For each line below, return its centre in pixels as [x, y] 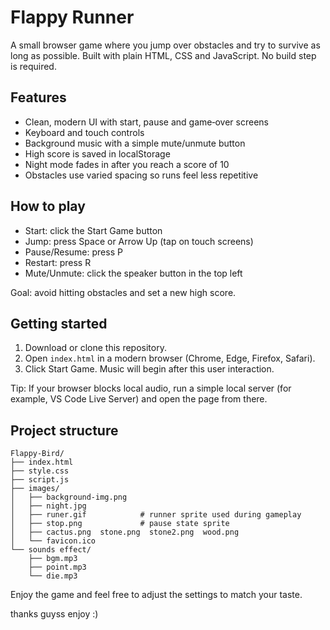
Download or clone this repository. [95, 348]
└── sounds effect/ [51, 550]
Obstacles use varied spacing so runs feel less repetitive [141, 175]
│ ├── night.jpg [48, 506]
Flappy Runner [72, 17]
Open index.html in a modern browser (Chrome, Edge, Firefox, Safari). [170, 358]
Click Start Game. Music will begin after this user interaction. [149, 369]
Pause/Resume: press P [73, 252]
